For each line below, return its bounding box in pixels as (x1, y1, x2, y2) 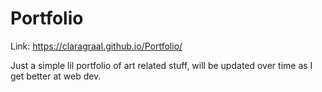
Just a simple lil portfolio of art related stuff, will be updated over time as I (10, 59, 313, 71)
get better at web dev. (10, 70, 102, 82)
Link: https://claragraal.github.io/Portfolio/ (10, 40, 183, 52)
